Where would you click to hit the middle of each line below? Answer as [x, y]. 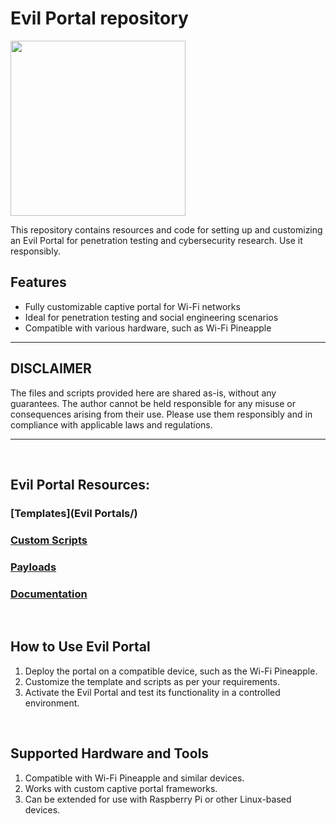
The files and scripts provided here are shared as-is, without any [143, 393]
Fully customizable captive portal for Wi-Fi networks [132, 306]
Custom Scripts [49, 540]
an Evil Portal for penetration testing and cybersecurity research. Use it [156, 240]
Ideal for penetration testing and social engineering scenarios [151, 317]
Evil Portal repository [99, 18]
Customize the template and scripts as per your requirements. [152, 681]
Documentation [49, 594]
